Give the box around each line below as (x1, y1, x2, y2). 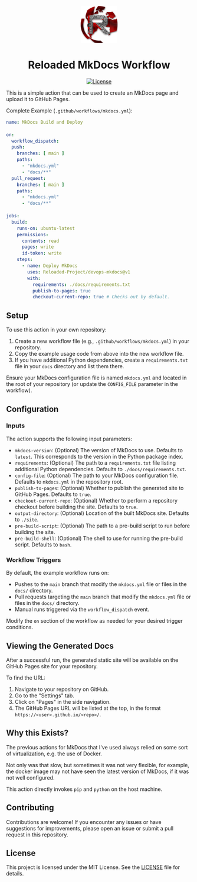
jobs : (6, 213, 19, 219)
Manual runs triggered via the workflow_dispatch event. (14, 606, 149, 613)
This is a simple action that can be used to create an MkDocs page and (6, 89, 179, 96)
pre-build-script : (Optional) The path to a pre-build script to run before (14, 522, 191, 529)
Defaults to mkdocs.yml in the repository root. (14, 478, 123, 485)
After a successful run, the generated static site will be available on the (6, 656, 179, 664)
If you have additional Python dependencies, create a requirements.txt (14, 356, 188, 363)
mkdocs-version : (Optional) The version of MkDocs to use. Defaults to (14, 446, 183, 453)
